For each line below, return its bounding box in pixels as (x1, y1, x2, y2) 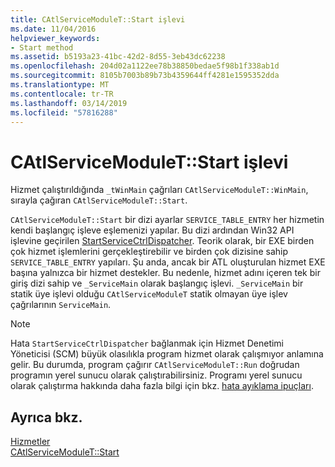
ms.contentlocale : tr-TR (10, 89, 114, 99)
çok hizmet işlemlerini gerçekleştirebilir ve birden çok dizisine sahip (10, 246, 288, 258)
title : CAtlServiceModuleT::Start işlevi (10, 14, 186, 25)
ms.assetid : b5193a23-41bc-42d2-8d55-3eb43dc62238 (10, 52, 226, 62)
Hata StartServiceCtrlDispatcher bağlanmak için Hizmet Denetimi (10, 337, 285, 350)
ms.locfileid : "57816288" (10, 107, 118, 118)
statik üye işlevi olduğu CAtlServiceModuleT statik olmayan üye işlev (10, 288, 288, 300)
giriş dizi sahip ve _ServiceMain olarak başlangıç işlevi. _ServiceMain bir (10, 277, 304, 290)
